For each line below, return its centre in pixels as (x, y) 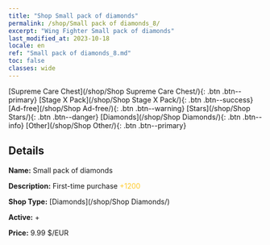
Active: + (24, 217)
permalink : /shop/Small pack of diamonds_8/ (84, 23)
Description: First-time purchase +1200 (75, 185)
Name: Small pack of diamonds (60, 170)
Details (26, 151)
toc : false (27, 61)
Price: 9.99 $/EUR (39, 233)
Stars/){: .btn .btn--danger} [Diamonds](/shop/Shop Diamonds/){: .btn (125, 117)
